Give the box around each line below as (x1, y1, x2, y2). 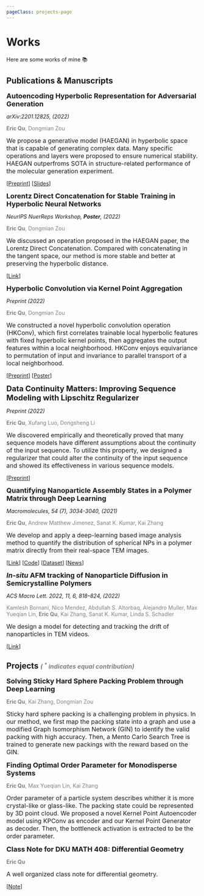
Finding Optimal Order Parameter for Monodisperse (6, 761, 178, 770)
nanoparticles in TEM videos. (6, 630, 90, 639)
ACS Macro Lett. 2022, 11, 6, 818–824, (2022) (6, 592, 121, 600)
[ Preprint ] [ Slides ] (6, 180, 51, 187)
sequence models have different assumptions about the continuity (6, 439, 197, 447)
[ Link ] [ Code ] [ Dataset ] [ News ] (6, 559, 84, 567)
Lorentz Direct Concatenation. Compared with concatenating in (6, 244, 188, 253)
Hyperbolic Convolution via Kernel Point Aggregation (6, 284, 183, 293)
